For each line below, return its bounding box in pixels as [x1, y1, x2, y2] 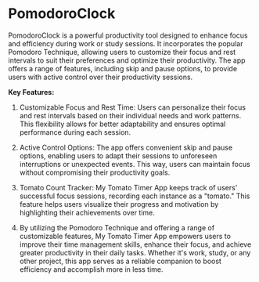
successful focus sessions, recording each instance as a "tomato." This [19, 191, 250, 201]
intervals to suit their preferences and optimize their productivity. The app [8, 56, 246, 65]
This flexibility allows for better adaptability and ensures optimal [19, 119, 226, 128]
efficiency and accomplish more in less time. [19, 264, 164, 274]
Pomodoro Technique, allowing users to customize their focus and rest [8, 47, 236, 56]
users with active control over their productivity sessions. [8, 72, 193, 81]
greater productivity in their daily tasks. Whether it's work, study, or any [19, 248, 251, 257]
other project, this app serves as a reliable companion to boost [19, 256, 221, 266]
